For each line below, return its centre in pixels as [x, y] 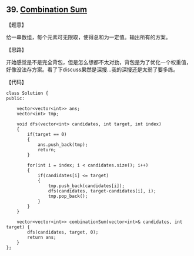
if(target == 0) [47, 134]
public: [16, 98]
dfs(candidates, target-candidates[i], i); [102, 191]
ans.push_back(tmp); [63, 144]
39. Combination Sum [46, 10]
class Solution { [27, 93]
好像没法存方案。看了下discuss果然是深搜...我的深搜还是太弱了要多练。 [92, 69]
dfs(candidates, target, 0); [63, 232]
